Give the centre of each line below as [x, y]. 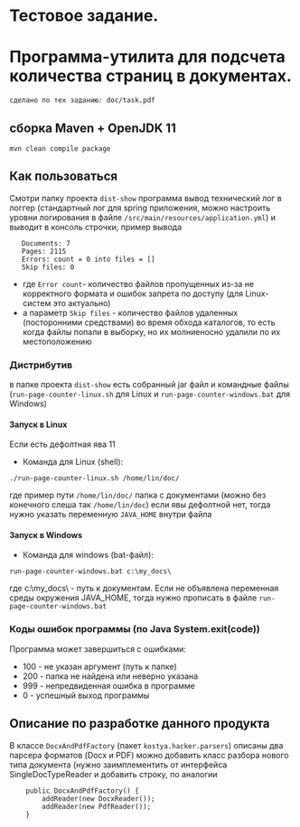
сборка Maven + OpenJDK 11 [93, 128]
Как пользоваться [64, 177]
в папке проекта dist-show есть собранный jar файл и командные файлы [149, 385]
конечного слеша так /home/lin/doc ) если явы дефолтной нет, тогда [140, 505]
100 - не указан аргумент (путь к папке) [100, 666]
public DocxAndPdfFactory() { [83, 791]
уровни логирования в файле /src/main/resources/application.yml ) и [142, 217]
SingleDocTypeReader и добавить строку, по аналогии [114, 774]
